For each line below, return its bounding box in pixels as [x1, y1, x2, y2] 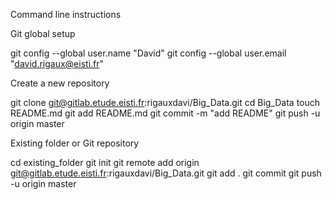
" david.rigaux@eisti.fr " [10, 58, 105, 69]
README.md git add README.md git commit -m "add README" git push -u [10, 107, 321, 119]
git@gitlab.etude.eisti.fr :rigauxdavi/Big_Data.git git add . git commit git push [10, 167, 322, 179]
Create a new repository [10, 77, 110, 89]
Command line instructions [10, 9, 122, 20]
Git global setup [10, 28, 76, 39]
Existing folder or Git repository [10, 137, 140, 149]
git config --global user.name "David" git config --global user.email [10, 47, 287, 59]
